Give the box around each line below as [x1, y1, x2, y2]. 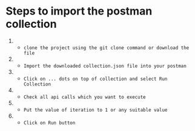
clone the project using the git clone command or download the [23, 44, 190, 51]
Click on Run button [23, 119, 76, 126]
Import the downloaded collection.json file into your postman [23, 62, 187, 69]
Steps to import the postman [5, 4, 153, 18]
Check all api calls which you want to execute [23, 94, 146, 100]
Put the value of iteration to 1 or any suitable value [23, 107, 168, 113]
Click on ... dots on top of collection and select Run [23, 76, 168, 82]
